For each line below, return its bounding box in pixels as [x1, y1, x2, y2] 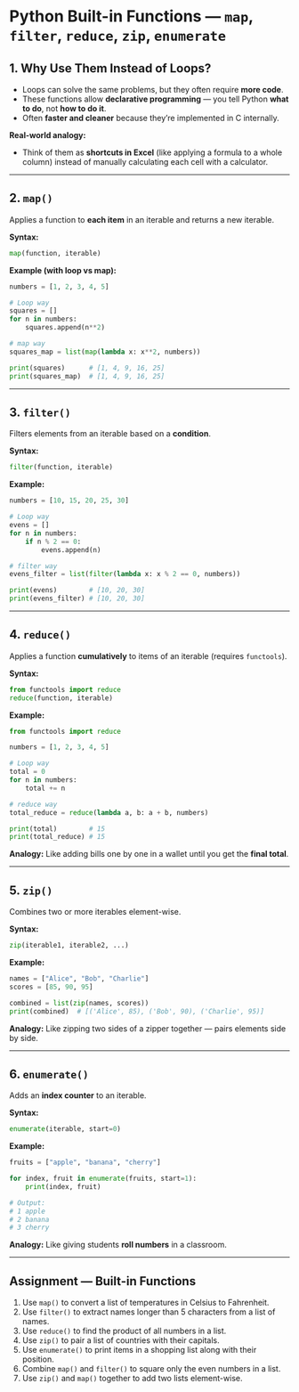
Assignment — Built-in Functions [9, 1274, 197, 1289]
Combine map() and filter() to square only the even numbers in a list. [21, 1364, 281, 1374]
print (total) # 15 [9, 824, 105, 834]
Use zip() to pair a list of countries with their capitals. [21, 1335, 220, 1346]
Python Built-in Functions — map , [9, 6, 254, 27]
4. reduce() [9, 627, 71, 642]
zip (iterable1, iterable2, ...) [9, 941, 129, 950]
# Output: [9, 1198, 46, 1208]
